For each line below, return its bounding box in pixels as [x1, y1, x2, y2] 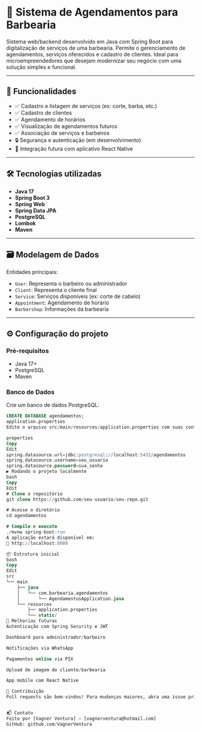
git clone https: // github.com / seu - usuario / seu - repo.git [6, 496, 148, 502]
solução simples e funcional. [6, 63, 77, 71]
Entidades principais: [6, 269, 58, 276]
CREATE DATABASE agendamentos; [6, 413, 84, 419]
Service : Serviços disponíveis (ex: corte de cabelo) [14, 293, 141, 300]
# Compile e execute [6, 524, 58, 530]
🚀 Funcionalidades [6, 86, 77, 96]
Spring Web [14, 200, 45, 207]
